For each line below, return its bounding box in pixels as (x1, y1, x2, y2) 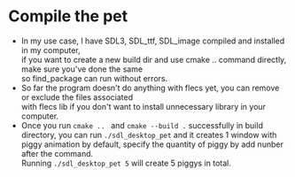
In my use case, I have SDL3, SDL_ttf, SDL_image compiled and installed (20, 35, 285, 46)
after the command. (20, 148, 94, 158)
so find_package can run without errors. (20, 73, 168, 83)
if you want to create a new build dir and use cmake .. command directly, (20, 54, 287, 65)
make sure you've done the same (20, 64, 144, 74)
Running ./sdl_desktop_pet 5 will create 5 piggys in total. (20, 158, 232, 168)
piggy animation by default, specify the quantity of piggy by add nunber (20, 139, 284, 150)
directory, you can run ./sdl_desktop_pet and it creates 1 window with (20, 129, 277, 140)
